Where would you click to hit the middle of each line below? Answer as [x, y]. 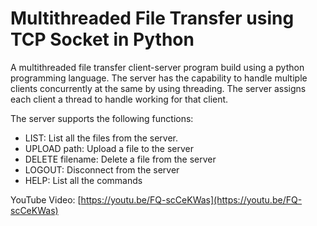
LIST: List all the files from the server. [101, 138]
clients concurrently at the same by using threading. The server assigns [158, 88]
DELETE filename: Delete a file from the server [120, 159]
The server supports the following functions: [102, 118]
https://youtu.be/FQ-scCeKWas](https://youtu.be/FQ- [191, 199]
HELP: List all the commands [83, 180]
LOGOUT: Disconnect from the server [102, 169]
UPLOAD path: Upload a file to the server [109, 148]
